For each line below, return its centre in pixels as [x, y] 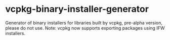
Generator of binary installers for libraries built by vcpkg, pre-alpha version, [84, 23]
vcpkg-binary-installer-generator [77, 9]
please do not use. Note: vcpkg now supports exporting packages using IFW [85, 28]
